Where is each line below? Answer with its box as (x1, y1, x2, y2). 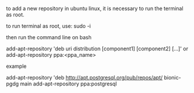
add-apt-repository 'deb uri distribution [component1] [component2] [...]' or (6, 45, 189, 52)
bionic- (164, 74, 181, 81)
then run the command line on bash (6, 34, 92, 40)
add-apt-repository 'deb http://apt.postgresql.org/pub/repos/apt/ (6, 74, 163, 81)
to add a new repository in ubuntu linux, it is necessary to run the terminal (6, 5, 183, 12)
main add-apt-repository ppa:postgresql (20, 80, 117, 87)
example (6, 63, 27, 70)
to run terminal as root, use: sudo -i (6, 23, 91, 29)
